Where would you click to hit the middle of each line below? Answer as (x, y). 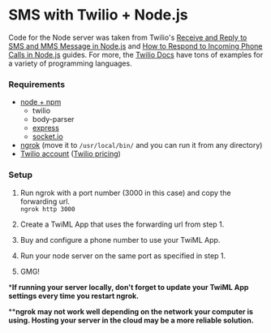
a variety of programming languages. (70, 63)
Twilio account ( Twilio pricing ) (71, 154)
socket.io (47, 136)
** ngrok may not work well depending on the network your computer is (131, 311)
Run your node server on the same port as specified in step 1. (123, 255)
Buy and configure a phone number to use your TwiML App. (120, 240)
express (45, 128)
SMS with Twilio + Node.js (98, 15)
